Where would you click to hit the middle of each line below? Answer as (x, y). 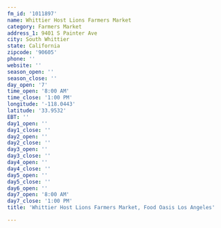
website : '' (24, 65)
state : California (34, 46)
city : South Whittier (38, 40)
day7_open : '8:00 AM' (38, 195)
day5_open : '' (28, 175)
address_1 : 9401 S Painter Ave (52, 33)
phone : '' (21, 59)
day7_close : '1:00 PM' (40, 201)
